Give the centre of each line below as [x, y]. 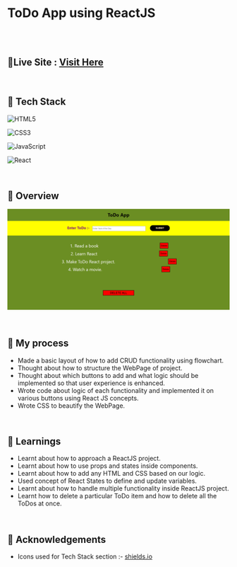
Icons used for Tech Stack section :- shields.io [85, 556]
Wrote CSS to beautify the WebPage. [71, 406]
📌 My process [38, 344]
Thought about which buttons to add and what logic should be [108, 375]
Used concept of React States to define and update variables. [107, 481]
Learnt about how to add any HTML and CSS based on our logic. [111, 474]
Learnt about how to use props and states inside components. [108, 466]
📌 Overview [33, 196]
